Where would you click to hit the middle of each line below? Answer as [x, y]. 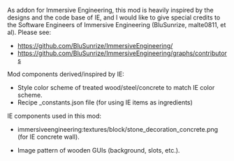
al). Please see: [29, 32]
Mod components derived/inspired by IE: [66, 74]
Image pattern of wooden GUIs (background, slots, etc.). [98, 150]
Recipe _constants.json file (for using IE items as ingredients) [105, 102]
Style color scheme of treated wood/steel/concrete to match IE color [116, 87]
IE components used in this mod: [54, 116]
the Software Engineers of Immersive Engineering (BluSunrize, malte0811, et [117, 25]
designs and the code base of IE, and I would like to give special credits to [114, 17]
